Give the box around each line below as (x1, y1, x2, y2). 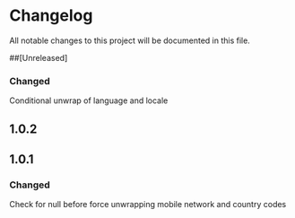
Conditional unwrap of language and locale (9, 95, 169, 106)
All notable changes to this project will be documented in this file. (9, 35, 251, 46)
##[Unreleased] (9, 52, 68, 63)
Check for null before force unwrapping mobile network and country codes (9, 199, 287, 210)
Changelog (9, 5, 93, 26)
